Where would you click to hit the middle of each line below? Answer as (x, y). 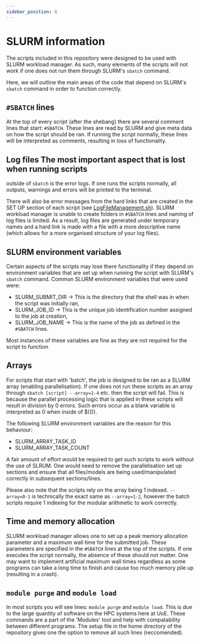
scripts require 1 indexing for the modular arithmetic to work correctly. (92, 503)
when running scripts (47, 169)
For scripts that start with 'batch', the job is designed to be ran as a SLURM (98, 380)
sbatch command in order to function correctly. (64, 89)
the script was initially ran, (47, 303)
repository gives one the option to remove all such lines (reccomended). (95, 632)
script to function (27, 347)
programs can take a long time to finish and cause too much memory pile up (100, 568)
